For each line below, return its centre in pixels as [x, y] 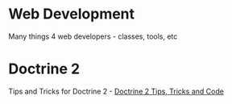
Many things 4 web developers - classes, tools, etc [93, 36]
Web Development [72, 14]
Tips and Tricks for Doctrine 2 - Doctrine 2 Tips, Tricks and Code [116, 91]
